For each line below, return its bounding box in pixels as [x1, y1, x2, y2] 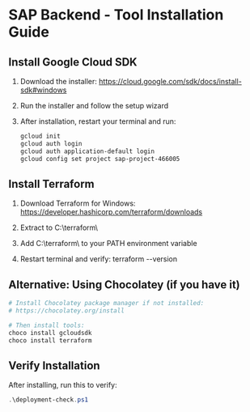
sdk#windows [19, 85, 67, 95]
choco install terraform [8, 336, 92, 345]
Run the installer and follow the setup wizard [19, 101, 169, 110]
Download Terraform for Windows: [19, 198, 136, 208]
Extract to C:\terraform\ [19, 223, 99, 232]
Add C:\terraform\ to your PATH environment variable [19, 239, 197, 248]
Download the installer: [19, 77, 97, 86]
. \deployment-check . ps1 [8, 396, 89, 404]
